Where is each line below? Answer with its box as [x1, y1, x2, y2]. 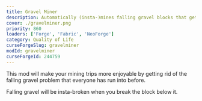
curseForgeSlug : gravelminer [6, 43, 79, 49]
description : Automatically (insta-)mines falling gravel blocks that [6, 14, 187, 20]
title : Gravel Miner [6, 8, 58, 15]
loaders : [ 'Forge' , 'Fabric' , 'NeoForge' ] [6, 31, 114, 37]
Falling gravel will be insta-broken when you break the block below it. [6, 88, 178, 95]
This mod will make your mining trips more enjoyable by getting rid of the [6, 70, 188, 77]
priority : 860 [6, 25, 42, 32]
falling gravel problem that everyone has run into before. [6, 76, 146, 84]
